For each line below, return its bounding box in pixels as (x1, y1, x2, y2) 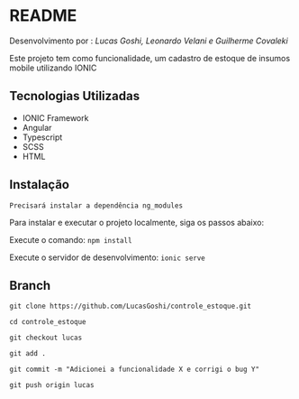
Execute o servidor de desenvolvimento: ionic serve (9, 252, 205, 263)
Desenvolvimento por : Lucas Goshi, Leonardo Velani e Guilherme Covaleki (9, 35, 288, 46)
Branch (9, 277, 51, 293)
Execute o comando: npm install (9, 234, 132, 245)
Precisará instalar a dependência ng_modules (9, 200, 183, 210)
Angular (22, 122, 52, 133)
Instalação (9, 177, 70, 192)
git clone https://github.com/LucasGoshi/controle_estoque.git (9, 302, 252, 311)
